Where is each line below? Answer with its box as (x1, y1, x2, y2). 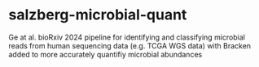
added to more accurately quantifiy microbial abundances (8, 49, 203, 59)
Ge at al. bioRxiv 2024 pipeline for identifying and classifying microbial (8, 32, 246, 42)
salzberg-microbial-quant (8, 6, 187, 24)
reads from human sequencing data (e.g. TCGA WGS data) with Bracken (8, 40, 251, 50)
